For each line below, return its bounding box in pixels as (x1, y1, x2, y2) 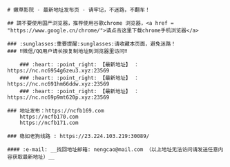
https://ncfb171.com (19, 119, 79, 126)
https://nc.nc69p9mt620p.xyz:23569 (7, 94, 110, 101)
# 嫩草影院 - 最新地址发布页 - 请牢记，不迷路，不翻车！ (7, 6, 151, 13)
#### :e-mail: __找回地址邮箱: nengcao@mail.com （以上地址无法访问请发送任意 (7, 146, 219, 153)
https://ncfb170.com (19, 113, 79, 120)
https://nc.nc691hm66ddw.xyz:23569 (7, 81, 110, 88)
